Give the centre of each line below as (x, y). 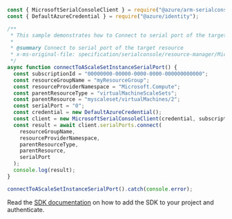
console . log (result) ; (45, 170)
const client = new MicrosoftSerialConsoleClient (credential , (105, 119)
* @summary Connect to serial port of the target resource (97, 48)
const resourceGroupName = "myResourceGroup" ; (81, 80)
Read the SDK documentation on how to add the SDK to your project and (110, 202)
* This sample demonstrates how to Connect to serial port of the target (118, 35)
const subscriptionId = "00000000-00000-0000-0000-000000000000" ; (111, 74)
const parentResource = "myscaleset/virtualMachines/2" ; (97, 99)
